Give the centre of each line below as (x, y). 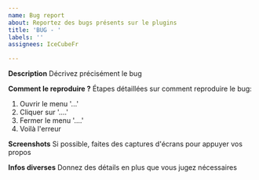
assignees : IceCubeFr (44, 45)
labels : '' (26, 37)
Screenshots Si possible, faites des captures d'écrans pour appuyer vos (126, 144)
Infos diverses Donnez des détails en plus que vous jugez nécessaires (123, 167)
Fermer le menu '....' (51, 121)
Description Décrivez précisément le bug (75, 74)
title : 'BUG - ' (35, 30)
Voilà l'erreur (40, 129)
